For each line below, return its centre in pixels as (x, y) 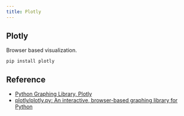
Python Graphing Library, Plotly (53, 94)
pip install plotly (30, 61)
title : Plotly (24, 12)
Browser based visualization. (42, 50)
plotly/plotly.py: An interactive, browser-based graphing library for (96, 100)
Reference (26, 79)
